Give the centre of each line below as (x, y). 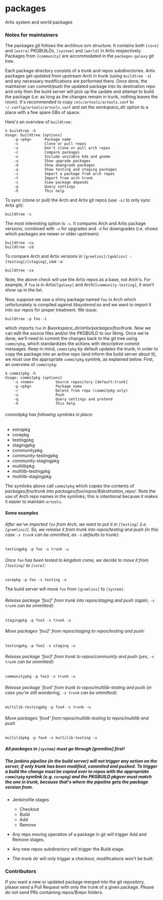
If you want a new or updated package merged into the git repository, (75, 882)
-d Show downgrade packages (55, 165)
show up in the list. (24, 290)
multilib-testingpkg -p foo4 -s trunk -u (48, 707)
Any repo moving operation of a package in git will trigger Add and (79, 834)
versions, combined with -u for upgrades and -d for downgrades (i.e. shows (81, 229)
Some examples (22, 513)
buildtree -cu (20, 243)
